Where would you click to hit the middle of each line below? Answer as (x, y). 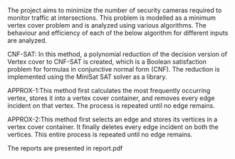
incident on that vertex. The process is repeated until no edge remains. (111, 105)
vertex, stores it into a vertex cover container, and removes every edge (111, 98)
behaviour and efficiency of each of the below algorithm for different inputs (118, 33)
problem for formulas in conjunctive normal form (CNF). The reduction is (114, 69)
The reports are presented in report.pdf (65, 148)
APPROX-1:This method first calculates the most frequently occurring (109, 91)
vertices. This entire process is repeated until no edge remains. (100, 135)
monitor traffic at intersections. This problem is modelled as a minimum (111, 18)
